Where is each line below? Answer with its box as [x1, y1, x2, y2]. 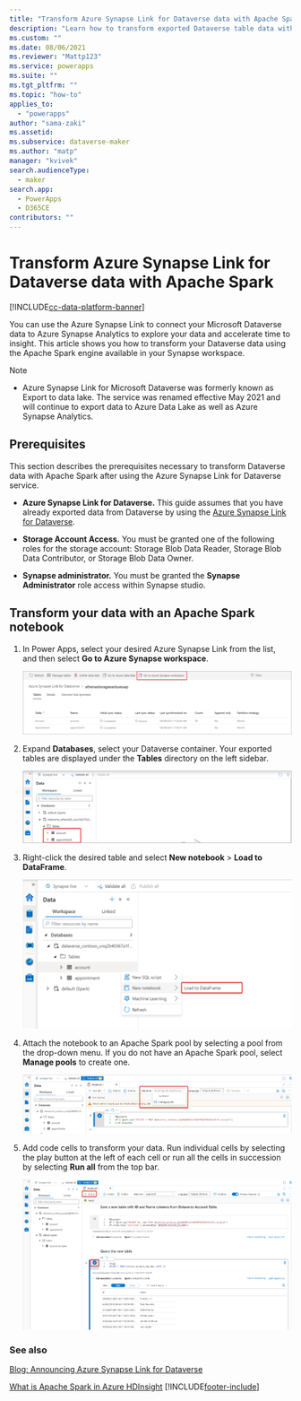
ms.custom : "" [9, 33, 63, 42]
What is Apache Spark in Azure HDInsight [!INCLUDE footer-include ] [9, 1381, 260, 1392]
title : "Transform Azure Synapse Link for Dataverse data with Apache [9, 14, 279, 23]
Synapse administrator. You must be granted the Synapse [21, 570, 240, 580]
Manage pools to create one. [21, 1057, 131, 1067]
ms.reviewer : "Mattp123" [9, 52, 102, 62]
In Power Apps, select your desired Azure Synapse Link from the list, [21, 643, 276, 654]
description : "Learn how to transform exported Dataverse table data [9, 23, 275, 33]
